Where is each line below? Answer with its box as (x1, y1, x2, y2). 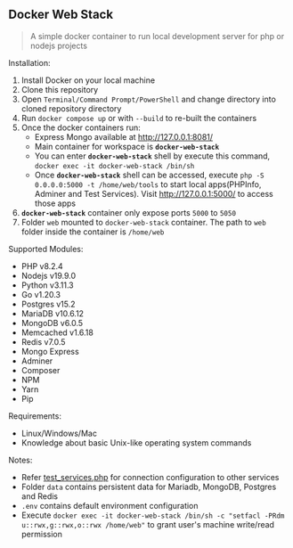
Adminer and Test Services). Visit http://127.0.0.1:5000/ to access (34, 188, 273, 199)
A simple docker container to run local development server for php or (29, 30, 285, 41)
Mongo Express (20, 346, 79, 356)
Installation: (8, 57, 51, 68)
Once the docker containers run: (20, 122, 141, 133)
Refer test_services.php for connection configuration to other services (20, 471, 280, 482)
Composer (20, 364, 61, 375)
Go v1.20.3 (20, 289, 61, 299)
